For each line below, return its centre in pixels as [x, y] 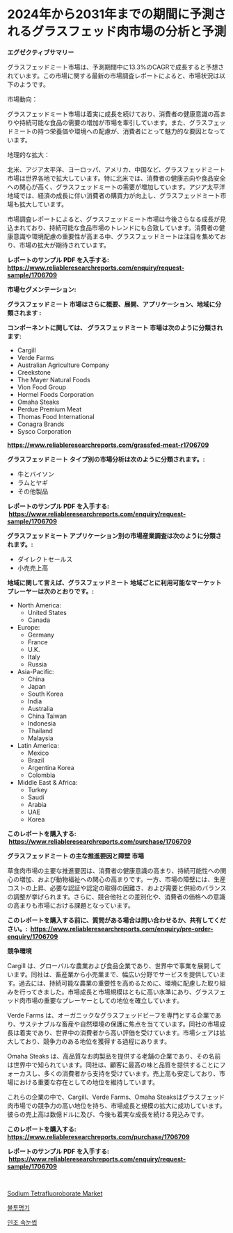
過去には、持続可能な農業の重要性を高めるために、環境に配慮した [113, 983]
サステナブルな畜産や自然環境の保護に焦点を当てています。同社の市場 [119, 1024]
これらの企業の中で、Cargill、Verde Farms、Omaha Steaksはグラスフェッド [116, 1097]
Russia [37, 664]
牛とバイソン [35, 474]
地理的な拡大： [29, 154]
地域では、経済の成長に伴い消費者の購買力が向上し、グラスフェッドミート [114, 195]
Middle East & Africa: [47, 782]
